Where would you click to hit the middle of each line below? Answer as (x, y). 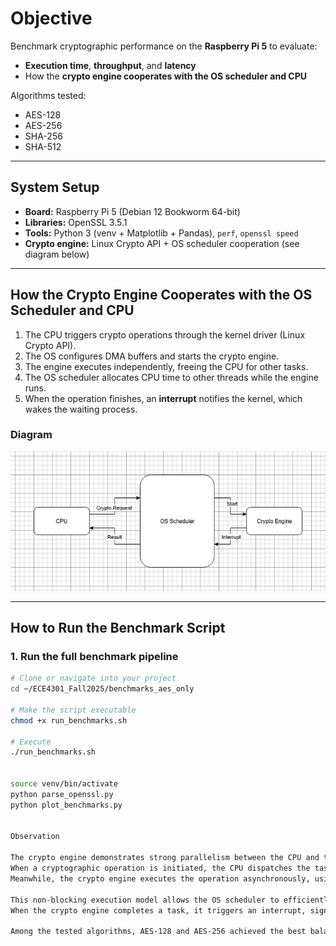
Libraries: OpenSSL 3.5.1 (76, 222)
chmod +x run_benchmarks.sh (69, 720)
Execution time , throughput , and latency (110, 65)
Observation (35, 837)
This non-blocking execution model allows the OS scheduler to (145, 900)
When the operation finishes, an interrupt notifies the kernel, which (163, 398)
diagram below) (57, 254)
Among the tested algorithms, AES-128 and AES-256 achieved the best (158, 932)
